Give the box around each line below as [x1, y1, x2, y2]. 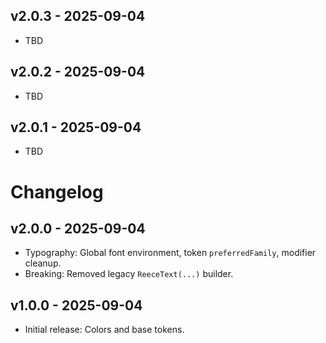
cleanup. [24, 257, 62, 269]
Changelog [10, 180, 104, 203]
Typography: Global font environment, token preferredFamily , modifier [24, 247, 317, 259]
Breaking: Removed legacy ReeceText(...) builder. [24, 268, 234, 280]
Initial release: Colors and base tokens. [24, 324, 185, 336]
